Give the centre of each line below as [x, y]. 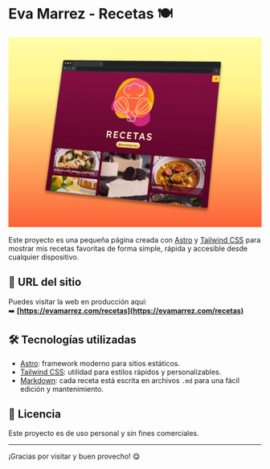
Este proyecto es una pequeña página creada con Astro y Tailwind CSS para [135, 239]
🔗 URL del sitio [45, 282]
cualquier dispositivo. [44, 257]
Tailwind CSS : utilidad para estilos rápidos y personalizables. [121, 372]
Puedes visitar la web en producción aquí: [78, 301]
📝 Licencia [35, 414]
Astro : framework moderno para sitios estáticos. [100, 363]
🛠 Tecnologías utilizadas [72, 340]
